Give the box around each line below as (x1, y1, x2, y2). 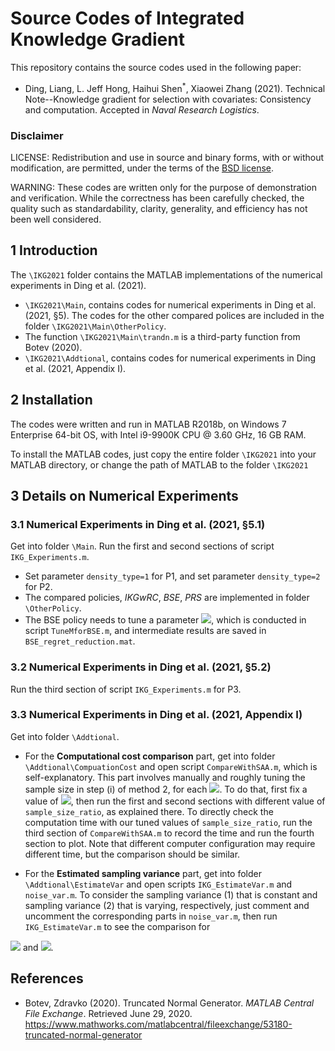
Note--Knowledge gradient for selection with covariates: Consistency (24, 93, 312, 105)
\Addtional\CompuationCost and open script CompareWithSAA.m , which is (24, 760, 318, 772)
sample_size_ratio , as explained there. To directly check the (24, 805, 274, 817)
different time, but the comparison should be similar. (24, 848, 241, 860)
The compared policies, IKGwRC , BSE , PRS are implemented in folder (24, 592, 310, 604)
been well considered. (10, 213, 102, 225)
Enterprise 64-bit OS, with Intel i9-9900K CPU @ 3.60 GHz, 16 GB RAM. (10, 428, 307, 441)
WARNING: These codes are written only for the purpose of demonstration (10, 181, 317, 193)
